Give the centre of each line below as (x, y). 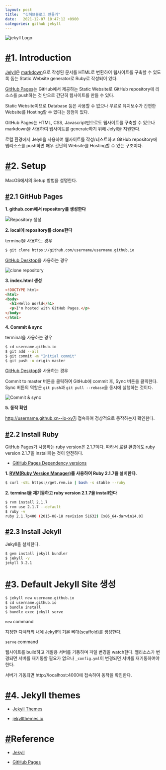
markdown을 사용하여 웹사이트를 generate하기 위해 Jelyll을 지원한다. (73, 129)
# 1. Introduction (38, 58)
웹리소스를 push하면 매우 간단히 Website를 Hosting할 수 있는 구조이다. (74, 146)
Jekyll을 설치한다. (22, 544)
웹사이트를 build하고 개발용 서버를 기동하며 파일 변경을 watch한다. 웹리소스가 (80, 652)
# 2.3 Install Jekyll (33, 532)
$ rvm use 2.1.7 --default (33, 507)
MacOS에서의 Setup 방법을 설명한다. (41, 181)
